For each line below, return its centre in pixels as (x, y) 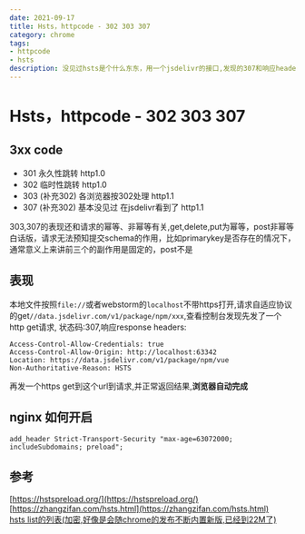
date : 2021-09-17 (42, 18)
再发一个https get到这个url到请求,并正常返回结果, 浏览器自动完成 (128, 386)
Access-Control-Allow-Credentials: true (87, 344)
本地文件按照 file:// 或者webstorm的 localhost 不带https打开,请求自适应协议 (151, 304)
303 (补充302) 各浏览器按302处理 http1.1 (98, 195)
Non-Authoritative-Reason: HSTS (70, 368)
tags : (20, 43)
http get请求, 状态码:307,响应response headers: (98, 327)
